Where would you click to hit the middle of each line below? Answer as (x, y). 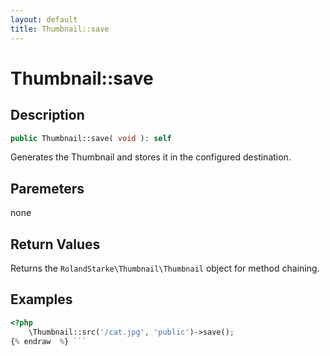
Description (47, 115)
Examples (41, 299)
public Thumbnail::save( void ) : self (91, 138)
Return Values (55, 244)
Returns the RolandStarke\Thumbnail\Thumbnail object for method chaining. (165, 268)
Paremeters (47, 188)
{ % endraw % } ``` (48, 341)
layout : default (44, 19)
